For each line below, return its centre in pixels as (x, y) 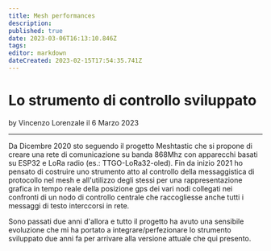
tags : (17, 46)
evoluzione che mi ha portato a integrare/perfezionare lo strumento (120, 229)
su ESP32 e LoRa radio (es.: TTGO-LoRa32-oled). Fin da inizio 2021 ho (126, 163)
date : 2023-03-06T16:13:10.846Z (63, 38)
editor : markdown (38, 53)
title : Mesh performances (52, 16)
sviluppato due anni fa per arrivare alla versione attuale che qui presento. (130, 238)
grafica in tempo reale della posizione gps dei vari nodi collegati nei (121, 188)
